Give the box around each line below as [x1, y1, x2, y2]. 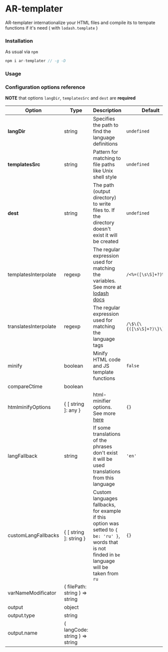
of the [92, 437, 107, 444]
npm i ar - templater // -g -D [5, 59, 66, 64]
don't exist [92, 449, 118, 456]
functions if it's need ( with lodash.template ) [5, 25, 98, 31]
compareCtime [7, 383, 42, 390]
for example [92, 507, 121, 514]
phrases [92, 443, 112, 450]
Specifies [92, 116, 115, 123]
